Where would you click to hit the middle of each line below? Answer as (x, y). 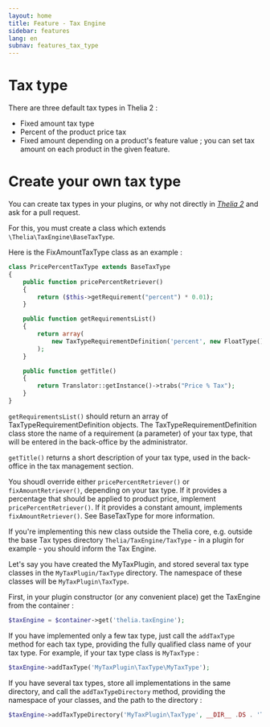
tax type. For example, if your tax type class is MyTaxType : (104, 652)
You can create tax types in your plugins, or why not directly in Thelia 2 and (133, 204)
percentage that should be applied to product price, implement (112, 498)
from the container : (41, 605)
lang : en (23, 38)
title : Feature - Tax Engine (57, 23)
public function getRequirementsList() (90, 319)
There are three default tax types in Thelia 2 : (83, 108)
